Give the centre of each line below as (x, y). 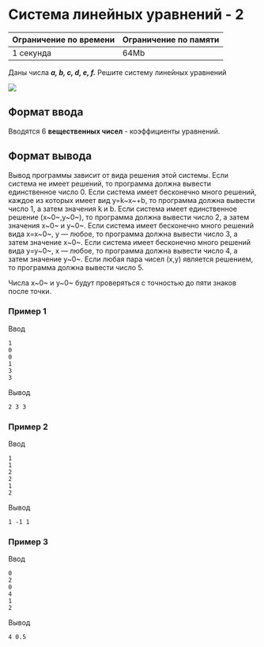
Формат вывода (50, 156)
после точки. (30, 291)
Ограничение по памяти (171, 39)
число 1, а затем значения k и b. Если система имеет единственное (123, 209)
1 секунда (32, 53)
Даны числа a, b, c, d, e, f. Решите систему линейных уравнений (117, 72)
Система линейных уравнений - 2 (126, 15)
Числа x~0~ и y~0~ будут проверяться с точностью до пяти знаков (123, 283)
